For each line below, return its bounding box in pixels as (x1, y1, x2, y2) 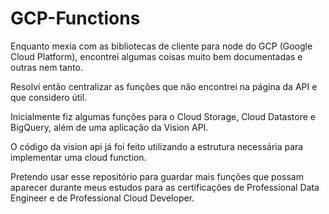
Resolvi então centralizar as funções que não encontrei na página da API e (10, 80, 318, 92)
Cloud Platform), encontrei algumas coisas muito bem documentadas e (10, 50, 303, 62)
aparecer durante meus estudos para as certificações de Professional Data (10, 181, 320, 193)
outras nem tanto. (10, 61, 83, 73)
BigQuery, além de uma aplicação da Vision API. (10, 121, 209, 133)
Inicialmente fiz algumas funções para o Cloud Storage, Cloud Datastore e (10, 110, 316, 122)
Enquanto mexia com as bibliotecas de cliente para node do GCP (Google (10, 40, 313, 52)
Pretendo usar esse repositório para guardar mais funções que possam (10, 170, 304, 182)
